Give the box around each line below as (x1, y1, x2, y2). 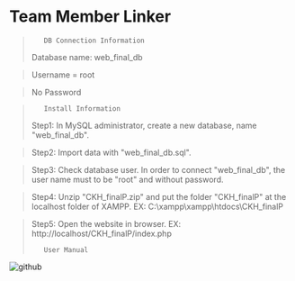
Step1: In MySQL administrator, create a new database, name (31, 120, 258, 131)
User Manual (43, 245, 89, 254)
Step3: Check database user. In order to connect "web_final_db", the (31, 164, 286, 175)
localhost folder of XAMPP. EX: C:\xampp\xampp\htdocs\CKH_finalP (31, 201, 283, 212)
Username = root (31, 69, 95, 80)
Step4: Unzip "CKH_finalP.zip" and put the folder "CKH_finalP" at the (31, 191, 287, 202)
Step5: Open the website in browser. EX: (31, 218, 182, 229)
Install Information (43, 104, 121, 113)
